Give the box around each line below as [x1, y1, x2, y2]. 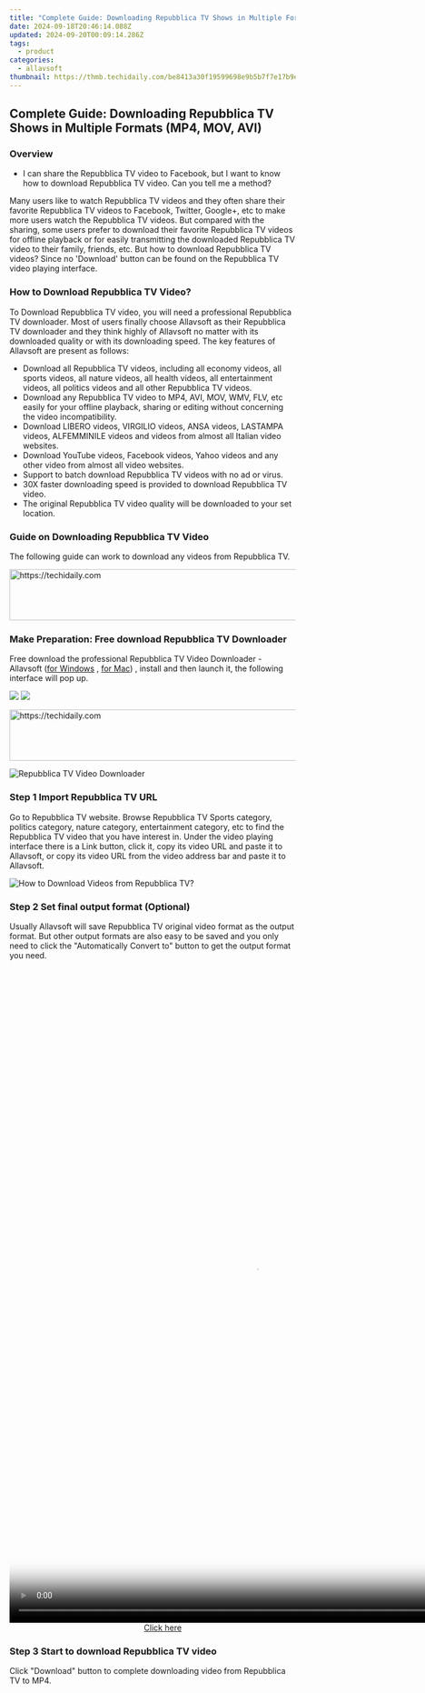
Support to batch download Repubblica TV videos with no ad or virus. [22, 469, 283, 480]
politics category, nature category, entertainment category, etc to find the [9, 821, 284, 832]
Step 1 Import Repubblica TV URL [9, 791, 158, 804]
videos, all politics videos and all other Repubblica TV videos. [22, 382, 252, 393]
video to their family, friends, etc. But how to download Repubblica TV [9, 244, 272, 255]
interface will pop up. [9, 673, 89, 684]
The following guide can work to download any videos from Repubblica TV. [9, 551, 291, 562]
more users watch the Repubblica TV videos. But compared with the [9, 215, 265, 225]
